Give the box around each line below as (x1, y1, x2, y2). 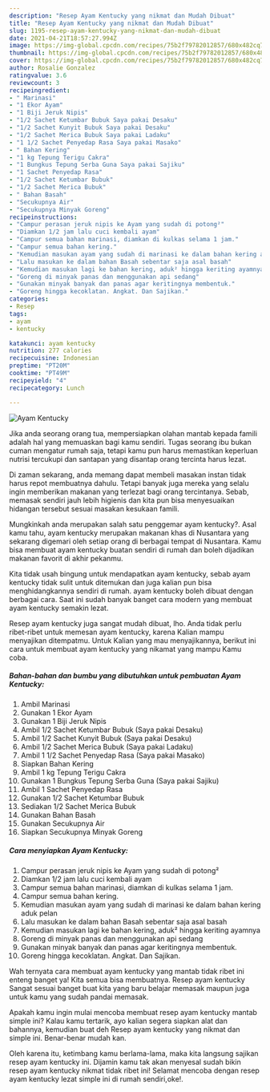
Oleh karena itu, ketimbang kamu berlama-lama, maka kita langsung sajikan (9, 1049, 259, 1058)
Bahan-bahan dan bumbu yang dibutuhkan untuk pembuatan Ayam (9, 671, 241, 681)
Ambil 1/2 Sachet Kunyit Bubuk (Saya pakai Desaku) (20, 734, 192, 743)
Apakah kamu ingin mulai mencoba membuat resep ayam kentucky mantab (9, 1008, 257, 1017)
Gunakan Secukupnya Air (20, 819, 105, 828)
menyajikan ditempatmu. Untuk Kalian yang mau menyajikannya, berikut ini (9, 635, 256, 645)
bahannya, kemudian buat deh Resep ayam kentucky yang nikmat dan (9, 1025, 240, 1034)
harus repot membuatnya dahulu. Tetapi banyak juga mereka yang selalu (9, 478, 249, 487)
